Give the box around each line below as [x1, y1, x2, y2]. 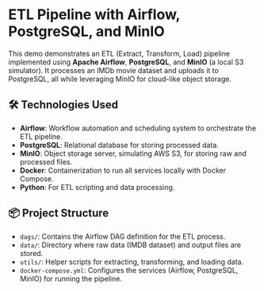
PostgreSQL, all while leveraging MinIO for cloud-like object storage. [8, 74, 232, 83]
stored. [19, 248, 44, 258]
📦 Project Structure [8, 207, 109, 220]
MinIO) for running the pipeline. [19, 274, 123, 283]
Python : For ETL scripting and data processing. [19, 182, 175, 192]
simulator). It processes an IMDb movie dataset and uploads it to [8, 65, 220, 75]
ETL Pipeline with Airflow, [8, 6, 181, 24]
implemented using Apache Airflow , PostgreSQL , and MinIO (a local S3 [8, 57, 244, 67]
